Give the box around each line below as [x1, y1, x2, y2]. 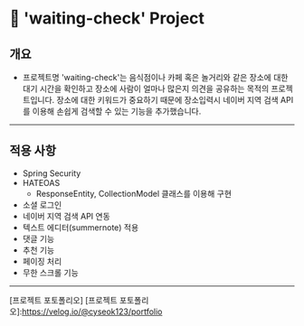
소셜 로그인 [22, 199, 62, 210]
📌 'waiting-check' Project [9, 8, 205, 29]
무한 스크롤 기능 [22, 266, 79, 278]
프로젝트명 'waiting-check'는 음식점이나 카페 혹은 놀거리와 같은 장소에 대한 [22, 72, 289, 82]
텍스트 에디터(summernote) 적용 [22, 221, 139, 233]
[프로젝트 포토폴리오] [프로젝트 [9, 294, 118, 305]
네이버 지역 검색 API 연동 [22, 210, 110, 221]
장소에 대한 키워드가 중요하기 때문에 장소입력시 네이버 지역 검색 [56, 95, 279, 105]
